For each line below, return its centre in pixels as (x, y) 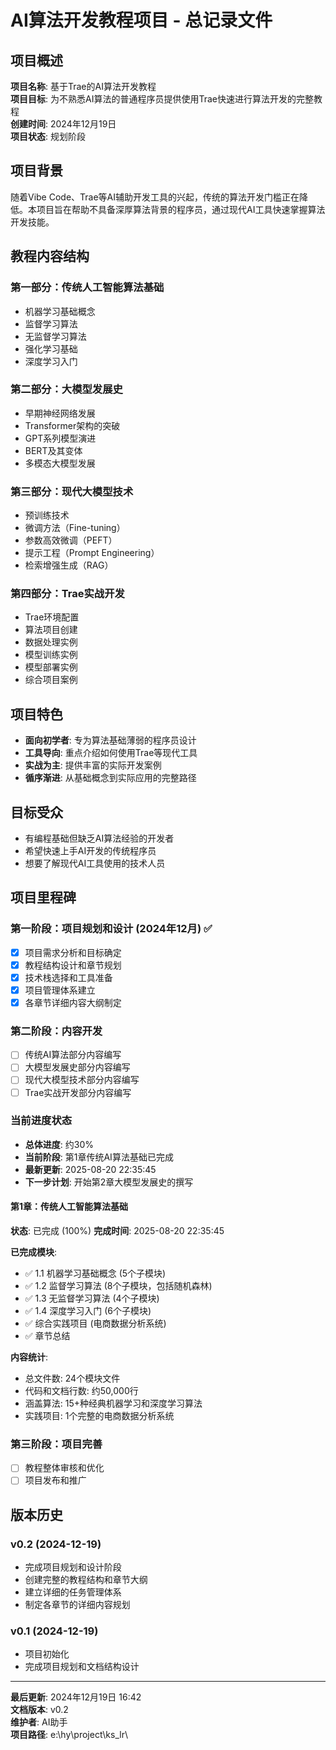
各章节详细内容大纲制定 (73, 1002)
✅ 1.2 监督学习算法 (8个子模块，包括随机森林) (118, 1286)
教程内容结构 (50, 256)
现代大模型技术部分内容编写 (82, 1080)
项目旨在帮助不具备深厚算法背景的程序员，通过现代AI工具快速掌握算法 (181, 209)
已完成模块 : (34, 1252)
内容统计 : (29, 1357)
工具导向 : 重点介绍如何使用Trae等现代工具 (111, 753)
